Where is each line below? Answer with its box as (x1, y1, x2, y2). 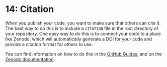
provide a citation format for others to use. (5, 41, 93, 47)
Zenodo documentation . (5, 56, 55, 62)
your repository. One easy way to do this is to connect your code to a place (5, 30, 161, 36)
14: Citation (5, 3, 54, 15)
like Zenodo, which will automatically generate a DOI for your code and (5, 36, 152, 42)
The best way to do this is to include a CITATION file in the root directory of (5, 25, 158, 31)
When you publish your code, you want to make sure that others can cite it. (5, 20, 161, 26)
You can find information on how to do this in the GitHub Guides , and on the (5, 51, 162, 57)
